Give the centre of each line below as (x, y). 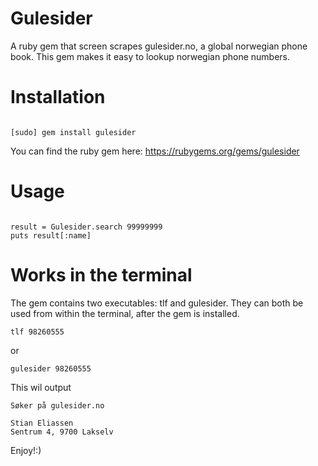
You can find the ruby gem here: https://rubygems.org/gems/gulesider (155, 151)
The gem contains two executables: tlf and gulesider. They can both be (157, 303)
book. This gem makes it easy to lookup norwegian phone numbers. (150, 56)
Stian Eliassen (42, 423)
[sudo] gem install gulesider (73, 132)
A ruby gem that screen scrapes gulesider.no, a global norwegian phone (159, 46)
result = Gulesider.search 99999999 (86, 227)
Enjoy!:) (26, 450)
